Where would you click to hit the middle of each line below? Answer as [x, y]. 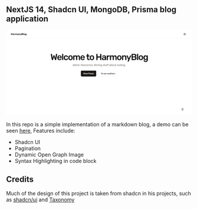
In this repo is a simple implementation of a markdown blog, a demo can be [97, 124]
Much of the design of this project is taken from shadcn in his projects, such [99, 194]
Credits [20, 179]
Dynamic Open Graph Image [49, 154]
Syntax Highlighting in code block [55, 161]
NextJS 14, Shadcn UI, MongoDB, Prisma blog [91, 10]
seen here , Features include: [41, 130]
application [27, 19]
